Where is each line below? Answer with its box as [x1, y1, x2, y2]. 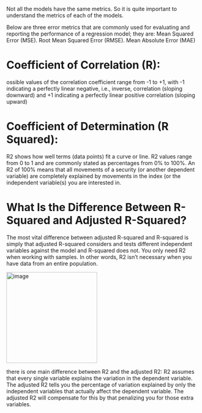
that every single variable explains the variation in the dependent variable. [6, 374, 193, 382]
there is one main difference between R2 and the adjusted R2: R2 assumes [6, 368, 195, 375]
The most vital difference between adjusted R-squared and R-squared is [6, 233, 189, 241]
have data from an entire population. [6, 260, 98, 267]
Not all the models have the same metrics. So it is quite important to [6, 6, 178, 12]
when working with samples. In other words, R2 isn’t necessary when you [6, 253, 192, 260]
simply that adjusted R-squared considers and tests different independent [6, 240, 193, 247]
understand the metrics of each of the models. [6, 12, 124, 19]
